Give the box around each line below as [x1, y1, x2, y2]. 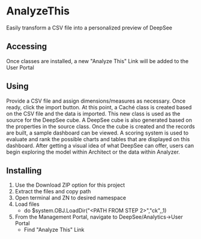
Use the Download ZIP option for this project [14, 181, 125, 189]
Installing [6, 165, 42, 175]
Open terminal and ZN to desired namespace [14, 194, 127, 202]
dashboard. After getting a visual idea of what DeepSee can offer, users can [6, 142, 194, 149]
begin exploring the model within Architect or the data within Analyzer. [6, 148, 180, 156]
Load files [14, 201, 40, 208]
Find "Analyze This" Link [23, 226, 85, 234]
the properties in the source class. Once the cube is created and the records [6, 123, 195, 130]
